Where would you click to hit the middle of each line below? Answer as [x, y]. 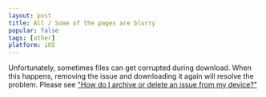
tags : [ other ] [32, 38]
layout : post [30, 16]
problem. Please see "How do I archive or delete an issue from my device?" [133, 85]
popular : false [34, 30]
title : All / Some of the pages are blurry [82, 23]
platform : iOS [32, 45]
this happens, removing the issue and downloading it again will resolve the [131, 76]
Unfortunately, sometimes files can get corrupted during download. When [130, 68]
